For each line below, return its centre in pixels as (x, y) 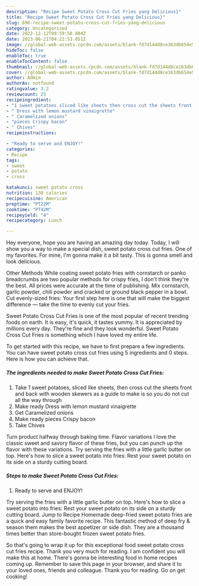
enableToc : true (26, 56)
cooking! (17, 577)
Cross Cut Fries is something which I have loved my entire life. (82, 335)
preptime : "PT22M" (29, 204)
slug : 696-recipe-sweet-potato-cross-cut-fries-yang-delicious (86, 23)
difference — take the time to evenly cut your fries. (68, 305)
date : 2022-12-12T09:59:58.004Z (46, 34)
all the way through (38, 400)
